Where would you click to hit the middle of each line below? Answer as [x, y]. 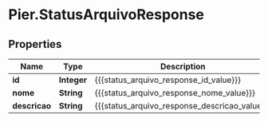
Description [183, 67]
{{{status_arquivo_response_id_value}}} [168, 80]
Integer [73, 80]
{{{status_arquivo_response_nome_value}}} [175, 93]
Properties [35, 44]
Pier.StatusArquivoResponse [106, 15]
